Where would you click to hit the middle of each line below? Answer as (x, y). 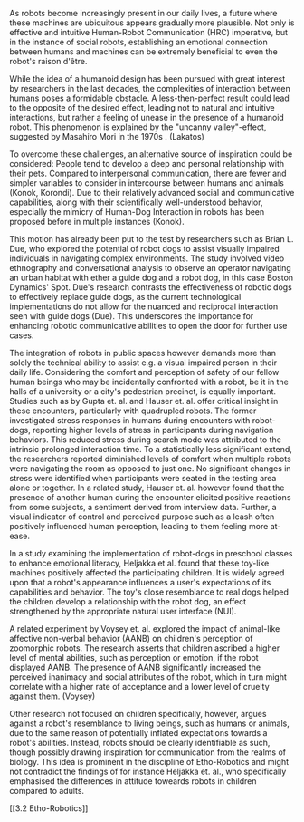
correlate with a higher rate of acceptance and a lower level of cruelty (139, 687)
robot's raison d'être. (48, 61)
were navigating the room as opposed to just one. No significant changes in (150, 469)
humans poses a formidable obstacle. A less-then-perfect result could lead (149, 98)
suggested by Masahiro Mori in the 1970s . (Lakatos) (107, 136)
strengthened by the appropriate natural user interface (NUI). (123, 611)
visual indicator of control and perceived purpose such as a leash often (142, 517)
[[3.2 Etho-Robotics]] (49, 808)
